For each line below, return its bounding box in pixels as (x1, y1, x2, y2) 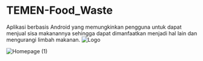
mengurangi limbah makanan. (6, 36, 81, 43)
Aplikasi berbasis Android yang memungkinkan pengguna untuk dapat (6, 23, 182, 30)
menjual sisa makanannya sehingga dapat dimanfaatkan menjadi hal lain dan (6, 29, 198, 36)
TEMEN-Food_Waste (6, 4, 113, 17)
